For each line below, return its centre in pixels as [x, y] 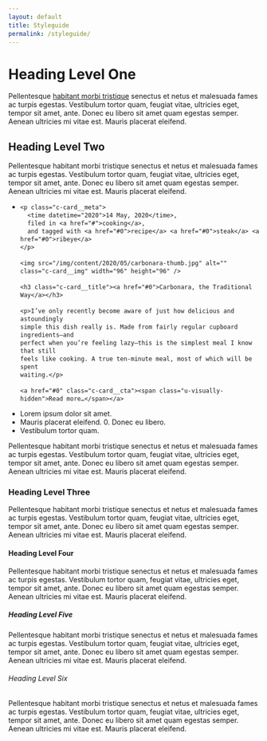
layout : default [35, 17]
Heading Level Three [49, 492]
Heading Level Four [41, 554]
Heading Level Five [41, 615]
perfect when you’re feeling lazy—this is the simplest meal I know [136, 343]
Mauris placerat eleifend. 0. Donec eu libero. [92, 422]
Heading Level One [72, 74]
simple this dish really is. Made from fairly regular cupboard [129, 327]
